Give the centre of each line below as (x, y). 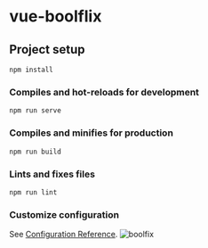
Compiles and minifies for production (91, 133)
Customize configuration (64, 214)
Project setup (48, 50)
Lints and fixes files (52, 174)
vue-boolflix (56, 17)
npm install (31, 70)
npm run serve (36, 111)
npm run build (36, 152)
